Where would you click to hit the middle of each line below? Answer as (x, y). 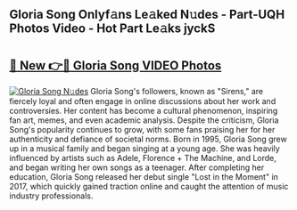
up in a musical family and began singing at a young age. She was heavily (145, 149)
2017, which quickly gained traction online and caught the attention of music (149, 186)
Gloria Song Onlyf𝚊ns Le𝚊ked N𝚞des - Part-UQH (147, 15)
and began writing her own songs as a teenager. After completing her (137, 167)
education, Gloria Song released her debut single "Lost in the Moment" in (144, 177)
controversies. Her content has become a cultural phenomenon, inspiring (144, 111)
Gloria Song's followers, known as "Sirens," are (177, 91)
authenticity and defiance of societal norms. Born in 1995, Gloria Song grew (148, 139)
